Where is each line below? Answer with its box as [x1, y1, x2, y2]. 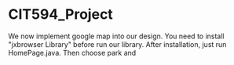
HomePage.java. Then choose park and [8, 48, 137, 57]
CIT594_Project [8, 5, 114, 23]
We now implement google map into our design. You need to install [8, 31, 225, 41]
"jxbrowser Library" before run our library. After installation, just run [8, 39, 227, 49]
